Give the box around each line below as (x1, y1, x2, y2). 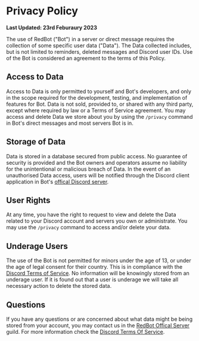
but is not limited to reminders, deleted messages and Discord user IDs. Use (6, 48, 193, 55)
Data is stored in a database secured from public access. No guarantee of (6, 152, 188, 159)
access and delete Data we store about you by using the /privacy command (6, 113, 193, 120)
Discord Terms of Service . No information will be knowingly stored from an (6, 270, 189, 277)
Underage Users (6, 241, 69, 251)
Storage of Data (6, 137, 66, 147)
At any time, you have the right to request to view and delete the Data (6, 211, 177, 219)
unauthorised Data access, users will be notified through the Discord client (6, 171, 189, 179)
